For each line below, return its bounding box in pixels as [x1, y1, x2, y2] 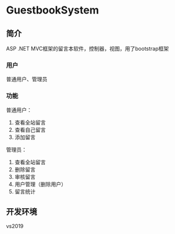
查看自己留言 [14, 126, 46, 133]
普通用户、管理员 [6, 76, 48, 83]
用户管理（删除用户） [14, 180, 66, 188]
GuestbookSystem [6, 4, 99, 17]
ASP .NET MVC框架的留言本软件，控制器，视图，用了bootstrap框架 [6, 45, 169, 52]
